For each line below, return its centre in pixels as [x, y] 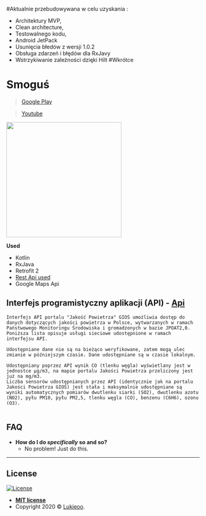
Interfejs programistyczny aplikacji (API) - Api [96, 303]
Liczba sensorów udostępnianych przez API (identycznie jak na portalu [100, 382]
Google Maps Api [37, 283]
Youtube [32, 114]
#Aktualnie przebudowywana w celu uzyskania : [67, 9]
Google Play [36, 101]
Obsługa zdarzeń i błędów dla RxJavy [63, 53]
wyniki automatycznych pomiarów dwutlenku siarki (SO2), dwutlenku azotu [103, 392]
